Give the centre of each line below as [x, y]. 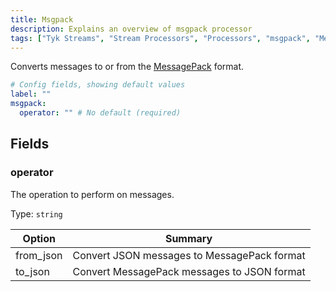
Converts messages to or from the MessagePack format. [127, 67]
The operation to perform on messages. [92, 194]
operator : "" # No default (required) [100, 113]
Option [39, 238]
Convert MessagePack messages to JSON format [189, 271]
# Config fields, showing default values [98, 85]
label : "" [31, 94]
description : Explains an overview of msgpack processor [131, 29]
